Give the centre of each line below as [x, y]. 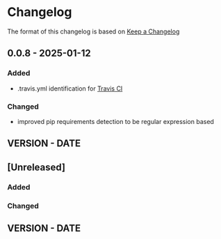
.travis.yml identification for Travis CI [70, 88]
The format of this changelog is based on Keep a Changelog [93, 31]
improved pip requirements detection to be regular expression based [115, 121]
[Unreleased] [36, 167]
